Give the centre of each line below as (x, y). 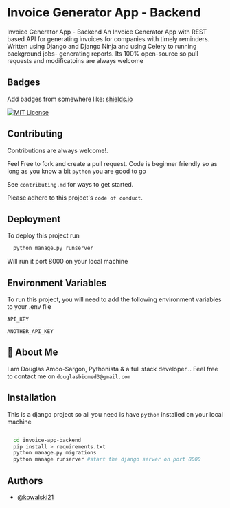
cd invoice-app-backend (47, 440)
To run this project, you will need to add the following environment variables (114, 299)
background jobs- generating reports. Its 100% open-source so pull (103, 54)
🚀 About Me (33, 353)
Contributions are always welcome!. (58, 150)
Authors (25, 481)
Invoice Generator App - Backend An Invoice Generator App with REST (107, 32)
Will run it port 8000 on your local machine (68, 262)
